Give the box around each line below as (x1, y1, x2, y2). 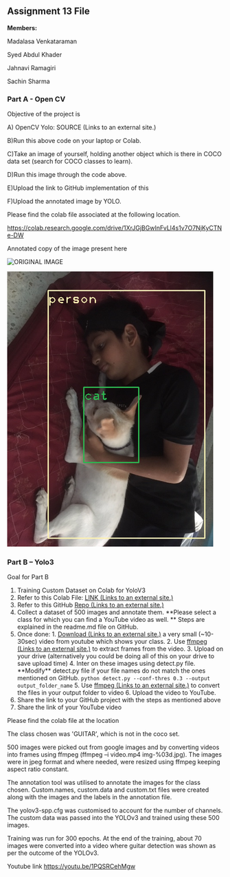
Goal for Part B (7, 573, 49, 581)
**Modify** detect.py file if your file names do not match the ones (16, 667, 206, 675)
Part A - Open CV (7, 94, 66, 104)
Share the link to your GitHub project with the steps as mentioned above (16, 696, 221, 704)
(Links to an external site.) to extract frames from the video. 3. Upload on (16, 645, 224, 653)
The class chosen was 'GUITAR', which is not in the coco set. (7, 730, 180, 738)
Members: (7, 23, 38, 32)
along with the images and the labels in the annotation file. (7, 793, 172, 801)
